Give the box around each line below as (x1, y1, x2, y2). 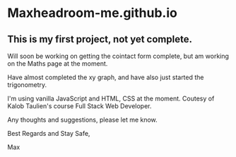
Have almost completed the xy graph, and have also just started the (7, 73, 204, 81)
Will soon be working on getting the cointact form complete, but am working (7, 52, 230, 60)
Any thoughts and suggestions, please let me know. (7, 115, 158, 124)
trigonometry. (7, 81, 47, 89)
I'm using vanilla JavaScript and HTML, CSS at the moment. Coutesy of (7, 94, 215, 103)
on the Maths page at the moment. (7, 59, 108, 68)
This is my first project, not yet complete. (7, 33, 193, 45)
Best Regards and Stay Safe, (7, 129, 90, 137)
